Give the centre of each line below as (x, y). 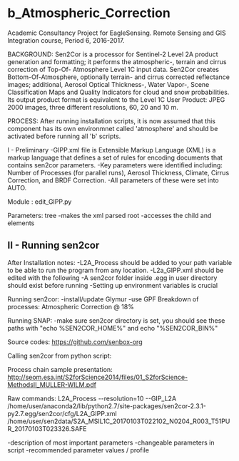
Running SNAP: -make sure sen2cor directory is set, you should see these (116, 320)
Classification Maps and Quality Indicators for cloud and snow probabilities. (118, 92)
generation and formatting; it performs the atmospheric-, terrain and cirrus (117, 61)
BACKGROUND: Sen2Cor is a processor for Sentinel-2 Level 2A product (113, 54)
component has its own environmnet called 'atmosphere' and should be (113, 128)
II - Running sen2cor (54, 245)
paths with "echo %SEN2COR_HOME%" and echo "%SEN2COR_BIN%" (113, 328)
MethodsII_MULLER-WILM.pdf (52, 384)
